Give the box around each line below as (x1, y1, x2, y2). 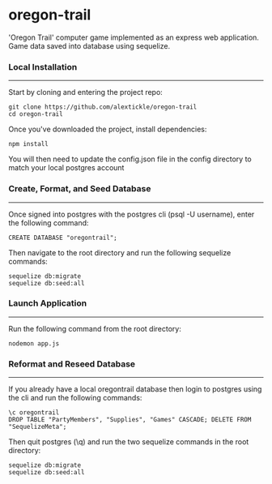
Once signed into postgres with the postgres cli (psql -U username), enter (8, 209, 255, 219)
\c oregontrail (8, 409, 60, 417)
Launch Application (8, 298, 87, 309)
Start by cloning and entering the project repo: (8, 88, 164, 97)
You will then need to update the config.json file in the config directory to (8, 154, 253, 164)
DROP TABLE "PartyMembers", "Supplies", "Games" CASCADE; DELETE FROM (8, 416, 252, 424)
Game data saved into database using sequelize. (8, 41, 171, 50)
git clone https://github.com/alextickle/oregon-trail (8, 103, 198, 111)
